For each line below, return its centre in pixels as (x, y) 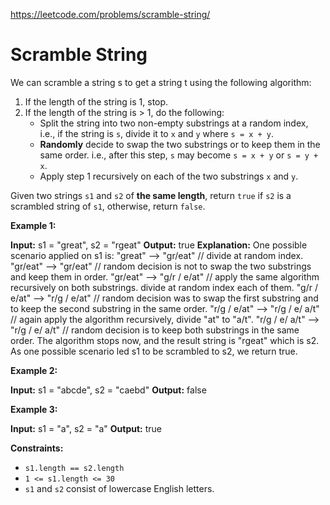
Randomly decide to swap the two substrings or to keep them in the (180, 144)
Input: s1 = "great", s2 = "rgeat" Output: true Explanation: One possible (159, 245)
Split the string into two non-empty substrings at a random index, (174, 123)
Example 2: (34, 370)
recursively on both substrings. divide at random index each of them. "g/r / (164, 287)
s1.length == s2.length (74, 468)
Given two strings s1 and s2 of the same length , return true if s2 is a (151, 195)
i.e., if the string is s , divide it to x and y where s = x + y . (157, 133)
